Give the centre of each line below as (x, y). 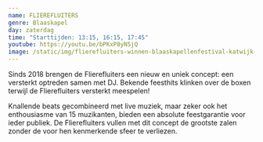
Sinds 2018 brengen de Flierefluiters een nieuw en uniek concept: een (121, 74)
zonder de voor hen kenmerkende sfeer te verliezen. (93, 131)
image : (19, 52)
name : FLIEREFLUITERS (43, 15)
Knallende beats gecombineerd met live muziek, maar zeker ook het (118, 106)
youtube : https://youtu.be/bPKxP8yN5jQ (73, 45)
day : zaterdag (31, 30)
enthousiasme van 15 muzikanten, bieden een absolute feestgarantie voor (127, 114)
